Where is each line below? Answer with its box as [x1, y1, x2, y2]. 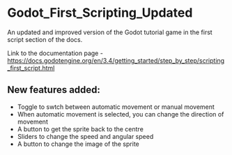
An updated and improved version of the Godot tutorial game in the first [7, 28, 212, 36]
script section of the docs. [7, 35, 83, 43]
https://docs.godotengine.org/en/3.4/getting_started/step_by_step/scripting [7, 56, 225, 64]
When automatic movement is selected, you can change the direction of [17, 110, 224, 118]
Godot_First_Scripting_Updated [7, 5, 193, 21]
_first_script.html [7, 64, 55, 72]
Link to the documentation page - [7, 49, 103, 57]
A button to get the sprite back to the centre [17, 124, 144, 133]
